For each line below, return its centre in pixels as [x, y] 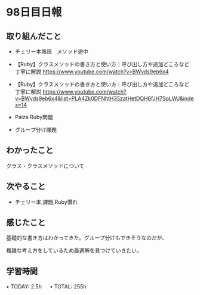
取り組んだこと [34, 36]
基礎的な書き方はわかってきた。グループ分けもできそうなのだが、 [87, 238]
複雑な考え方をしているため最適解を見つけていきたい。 [74, 250]
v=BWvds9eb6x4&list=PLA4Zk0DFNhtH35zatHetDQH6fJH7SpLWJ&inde [104, 98]
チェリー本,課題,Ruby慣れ [46, 202]
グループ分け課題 [36, 130]
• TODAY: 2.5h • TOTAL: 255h [46, 287]
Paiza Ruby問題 [34, 117]
